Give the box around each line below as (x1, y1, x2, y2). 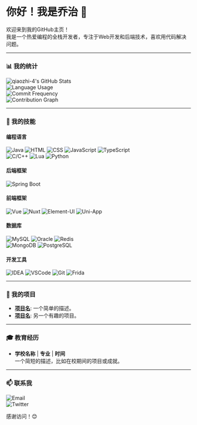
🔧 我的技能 (6, 118, 36, 126)
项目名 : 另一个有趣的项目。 (14, 312, 80, 319)
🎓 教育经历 (6, 334, 39, 342)
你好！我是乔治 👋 (6, 5, 88, 19)
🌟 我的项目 (6, 291, 36, 299)
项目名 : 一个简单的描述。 (14, 305, 74, 312)
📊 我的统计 (6, 62, 38, 70)
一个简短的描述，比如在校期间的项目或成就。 (14, 357, 123, 364)
